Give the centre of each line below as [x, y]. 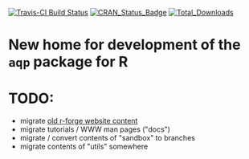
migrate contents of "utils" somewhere [84, 147]
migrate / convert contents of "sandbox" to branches [107, 138]
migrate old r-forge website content [79, 121]
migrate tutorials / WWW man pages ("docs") [95, 129]
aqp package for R [68, 62]
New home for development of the [124, 45]
